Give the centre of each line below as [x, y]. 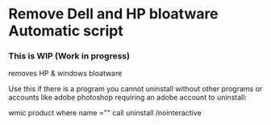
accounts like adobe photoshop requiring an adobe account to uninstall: [128, 98]
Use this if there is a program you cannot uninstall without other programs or [135, 89]
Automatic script [66, 31]
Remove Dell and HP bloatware [114, 14]
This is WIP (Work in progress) [69, 56]
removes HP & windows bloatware [65, 74]
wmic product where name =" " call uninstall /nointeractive [105, 113]
